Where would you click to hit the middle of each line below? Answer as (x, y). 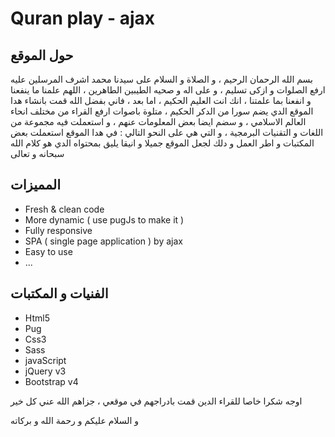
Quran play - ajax (83, 18)
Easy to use (48, 251)
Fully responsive (58, 230)
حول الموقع (42, 55)
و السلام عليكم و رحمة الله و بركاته (75, 420)
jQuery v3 (45, 371)
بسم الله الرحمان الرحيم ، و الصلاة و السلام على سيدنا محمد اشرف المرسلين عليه (161, 79)
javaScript (45, 360)
